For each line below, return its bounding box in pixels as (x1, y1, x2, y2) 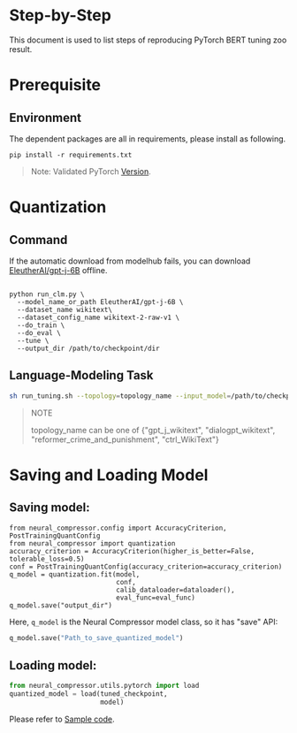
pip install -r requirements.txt (9, 150, 133, 159)
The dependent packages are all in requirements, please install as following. (9, 134, 286, 144)
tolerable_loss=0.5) (9, 554, 86, 563)
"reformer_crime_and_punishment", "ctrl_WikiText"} (30, 434, 219, 445)
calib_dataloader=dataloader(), (116, 585, 236, 594)
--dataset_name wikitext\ (17, 305, 113, 314)
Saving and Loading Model (9, 465, 209, 485)
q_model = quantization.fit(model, (9, 569, 141, 579)
